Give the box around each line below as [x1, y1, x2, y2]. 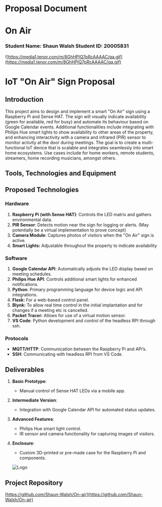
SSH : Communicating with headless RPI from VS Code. [12, 351, 123, 357]
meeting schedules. [12, 271, 52, 277]
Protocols [5, 335, 29, 342]
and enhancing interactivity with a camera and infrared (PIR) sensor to [5, 134, 146, 140]
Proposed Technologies [5, 186, 79, 194]
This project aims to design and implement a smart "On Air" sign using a [5, 108, 150, 114]
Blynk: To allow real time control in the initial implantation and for [12, 302, 143, 308]
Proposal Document [5, 3, 87, 14]
